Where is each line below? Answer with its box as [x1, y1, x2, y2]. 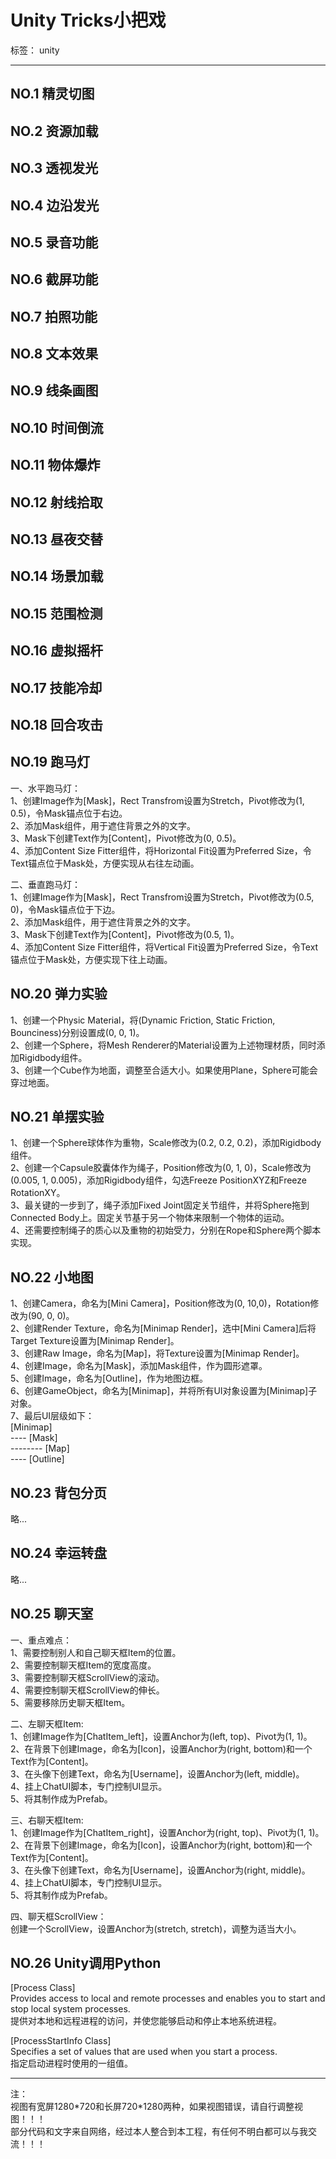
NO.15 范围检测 [10, 605, 103, 622]
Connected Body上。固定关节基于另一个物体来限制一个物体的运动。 [10, 1212, 290, 1224]
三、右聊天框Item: [10, 1814, 84, 1826]
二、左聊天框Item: [10, 1717, 84, 1730]
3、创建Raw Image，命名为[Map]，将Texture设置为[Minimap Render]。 [10, 1347, 305, 1360]
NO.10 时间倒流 [10, 419, 104, 436]
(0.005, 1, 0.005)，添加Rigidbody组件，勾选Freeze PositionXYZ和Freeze [10, 1174, 308, 1186]
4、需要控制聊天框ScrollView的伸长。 [10, 1684, 165, 1696]
